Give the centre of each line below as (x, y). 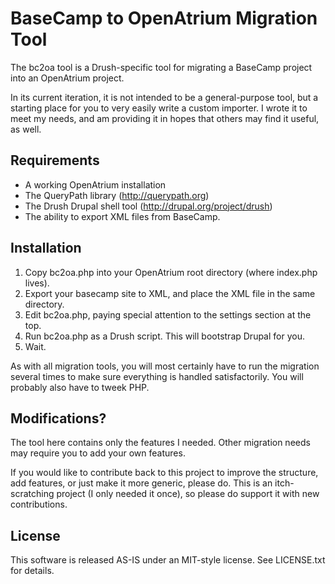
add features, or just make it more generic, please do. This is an (141, 483)
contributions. (39, 504)
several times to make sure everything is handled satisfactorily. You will (157, 376)
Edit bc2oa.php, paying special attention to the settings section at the (168, 314)
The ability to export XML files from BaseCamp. (122, 216)
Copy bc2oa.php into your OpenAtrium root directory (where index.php (171, 272)
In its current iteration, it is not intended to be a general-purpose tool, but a (164, 97)
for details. (32, 571)
